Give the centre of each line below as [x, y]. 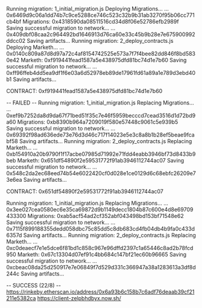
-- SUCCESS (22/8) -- [34, 285]
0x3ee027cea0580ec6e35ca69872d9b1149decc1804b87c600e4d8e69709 [100, 210]
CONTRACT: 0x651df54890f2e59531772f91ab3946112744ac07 [85, 191]
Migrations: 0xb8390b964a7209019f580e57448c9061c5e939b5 [98, 122]
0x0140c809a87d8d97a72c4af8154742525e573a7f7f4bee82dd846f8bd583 [101, 53]
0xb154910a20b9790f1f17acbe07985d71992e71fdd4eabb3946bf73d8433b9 [101, 154]
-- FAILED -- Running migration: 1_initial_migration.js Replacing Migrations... [100, 103]
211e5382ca [21, 298]
